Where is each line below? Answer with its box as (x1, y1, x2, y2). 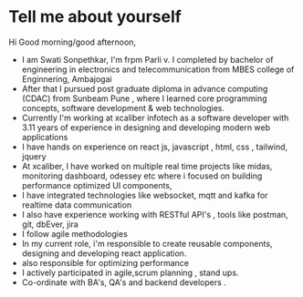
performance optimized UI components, (21, 179, 172, 190)
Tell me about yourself (8, 6, 182, 27)
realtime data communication (21, 199, 132, 210)
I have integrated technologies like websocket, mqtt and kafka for (21, 189, 268, 200)
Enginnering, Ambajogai (21, 73, 112, 84)
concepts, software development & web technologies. (21, 102, 225, 113)
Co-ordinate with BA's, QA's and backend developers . (21, 276, 227, 288)
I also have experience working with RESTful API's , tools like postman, (21, 209, 288, 220)
